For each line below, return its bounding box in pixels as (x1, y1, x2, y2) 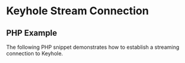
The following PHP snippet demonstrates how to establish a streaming (6, 43, 180, 51)
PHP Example (6, 28, 57, 38)
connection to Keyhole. (6, 50, 63, 57)
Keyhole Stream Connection (6, 4, 149, 18)
